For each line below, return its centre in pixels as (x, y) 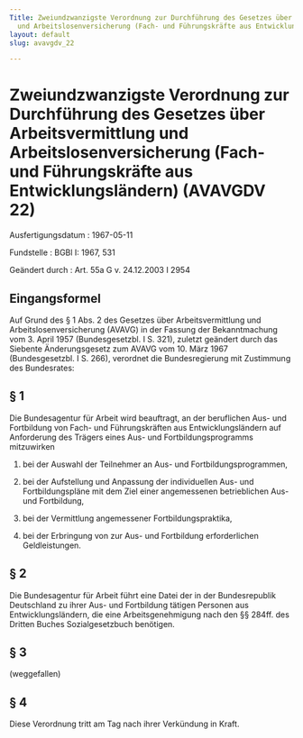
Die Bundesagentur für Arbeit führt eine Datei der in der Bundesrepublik (143, 595)
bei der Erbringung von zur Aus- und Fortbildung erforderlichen (140, 535)
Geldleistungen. (51, 545)
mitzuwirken (32, 446)
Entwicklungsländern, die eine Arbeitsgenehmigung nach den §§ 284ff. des (150, 615)
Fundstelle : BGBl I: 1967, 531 (62, 252)
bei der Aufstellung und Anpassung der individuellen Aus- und (138, 481)
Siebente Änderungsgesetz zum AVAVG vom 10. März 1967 (119, 349)
